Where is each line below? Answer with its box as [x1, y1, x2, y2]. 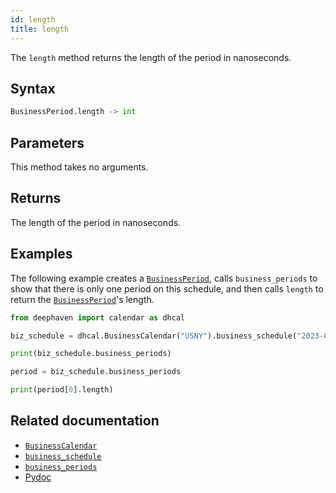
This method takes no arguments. [10, 161, 149, 173]
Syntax [10, 80, 56, 97]
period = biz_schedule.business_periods [10, 367, 182, 377]
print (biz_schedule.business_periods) [10, 349, 172, 359]
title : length [10, 24, 70, 34]
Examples [10, 246, 73, 263]
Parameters [10, 134, 85, 151]
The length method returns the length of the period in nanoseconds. [10, 51, 292, 63]
